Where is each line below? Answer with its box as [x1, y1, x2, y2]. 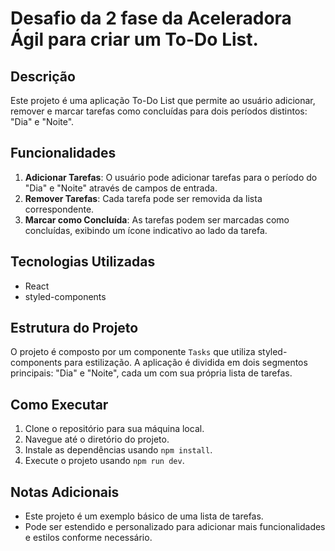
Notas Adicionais [10, 483, 120, 501]
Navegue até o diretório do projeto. [24, 433, 170, 446]
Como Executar [10, 396, 109, 413]
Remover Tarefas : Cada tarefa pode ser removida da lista [24, 192, 263, 204]
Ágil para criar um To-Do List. [10, 28, 259, 51]
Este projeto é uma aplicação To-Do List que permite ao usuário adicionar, [10, 95, 316, 106]
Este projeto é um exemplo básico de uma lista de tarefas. [24, 510, 264, 522]
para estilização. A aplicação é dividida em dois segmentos [64, 357, 308, 369]
